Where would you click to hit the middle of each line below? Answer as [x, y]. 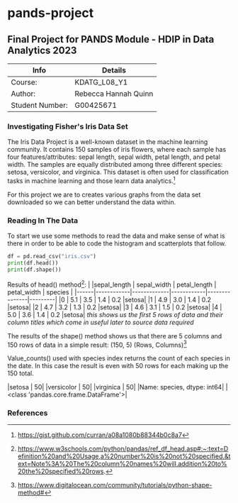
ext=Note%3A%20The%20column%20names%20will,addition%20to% [123, 464]
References [28, 413]
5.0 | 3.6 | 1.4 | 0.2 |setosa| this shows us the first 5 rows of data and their [115, 314]
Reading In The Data [43, 220]
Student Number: [40, 105]
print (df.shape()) [34, 270]
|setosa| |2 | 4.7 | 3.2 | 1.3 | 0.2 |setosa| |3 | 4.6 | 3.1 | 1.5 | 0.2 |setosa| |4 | [115, 307]
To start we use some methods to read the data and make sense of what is [116, 236]
